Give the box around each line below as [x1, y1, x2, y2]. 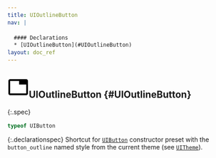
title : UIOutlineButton [7, 11, 78, 19]
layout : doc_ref [7, 49, 56, 56]
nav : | [7, 19, 27, 26]
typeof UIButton [7, 122, 56, 130]
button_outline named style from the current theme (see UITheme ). [7, 142, 203, 151]
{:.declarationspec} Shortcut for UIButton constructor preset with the [7, 135, 210, 144]
